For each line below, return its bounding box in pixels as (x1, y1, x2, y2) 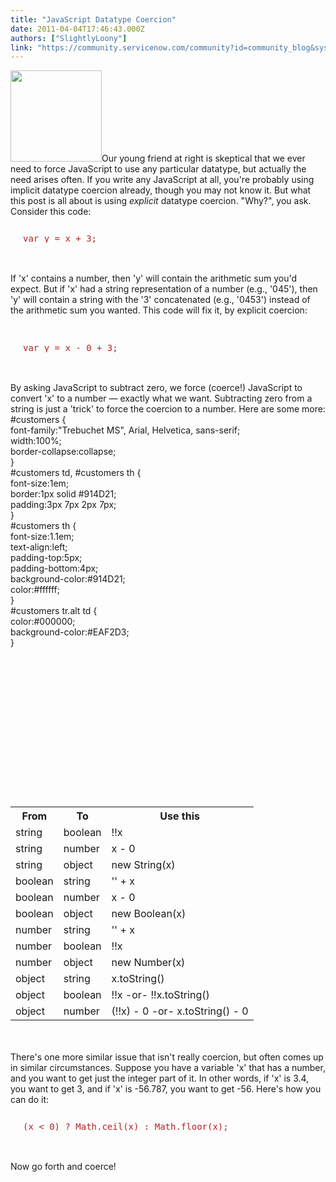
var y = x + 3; (23, 233, 98, 245)
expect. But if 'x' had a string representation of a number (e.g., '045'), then (10, 283, 318, 295)
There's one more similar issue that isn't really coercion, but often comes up (10, 1051, 324, 1063)
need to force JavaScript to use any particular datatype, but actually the (10, 163, 307, 175)
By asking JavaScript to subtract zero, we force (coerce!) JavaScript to (10, 382, 303, 394)
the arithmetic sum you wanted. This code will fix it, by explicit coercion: (10, 304, 308, 316)
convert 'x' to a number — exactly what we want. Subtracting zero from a (10, 392, 313, 405)
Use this (159, 809, 200, 823)
